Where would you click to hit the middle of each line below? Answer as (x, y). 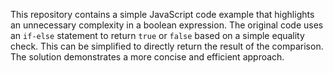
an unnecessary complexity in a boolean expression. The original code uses (167, 25)
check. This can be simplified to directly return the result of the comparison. (167, 46)
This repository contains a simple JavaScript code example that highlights (162, 14)
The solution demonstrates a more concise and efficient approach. (147, 57)
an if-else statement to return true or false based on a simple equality (157, 35)
